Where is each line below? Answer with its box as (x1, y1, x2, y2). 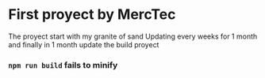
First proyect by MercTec (8, 6, 176, 24)
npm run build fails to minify (8, 59, 118, 70)
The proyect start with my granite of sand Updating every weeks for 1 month (8, 32, 258, 41)
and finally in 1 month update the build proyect (8, 39, 159, 49)
